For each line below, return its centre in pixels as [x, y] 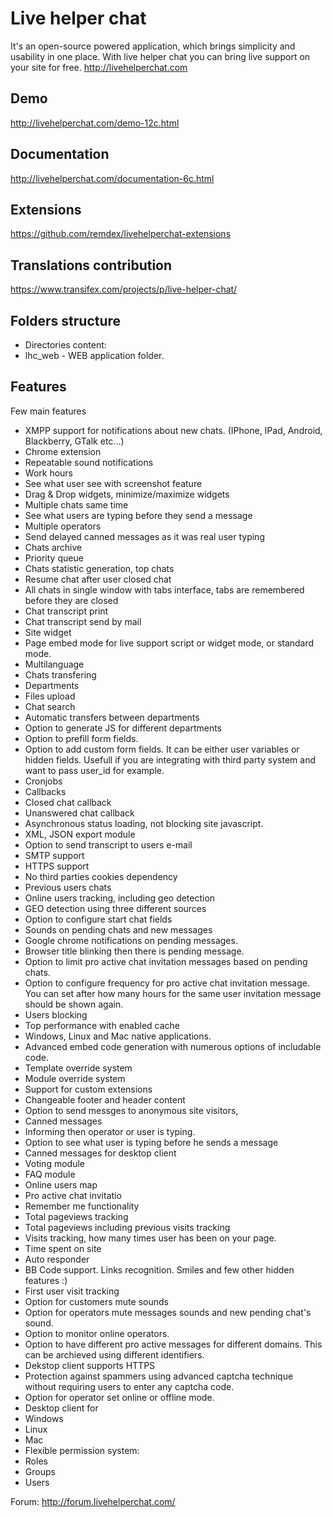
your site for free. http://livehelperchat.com [99, 67]
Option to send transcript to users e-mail [108, 844]
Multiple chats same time [76, 504]
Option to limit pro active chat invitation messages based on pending [166, 961]
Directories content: [65, 345]
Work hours [48, 473]
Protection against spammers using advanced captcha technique [159, 1376]
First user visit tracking [72, 1291]
